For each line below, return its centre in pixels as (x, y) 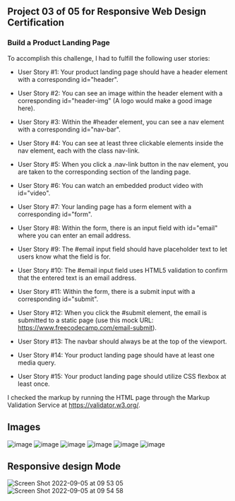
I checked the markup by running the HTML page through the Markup (109, 397)
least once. (34, 384)
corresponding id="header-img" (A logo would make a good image (115, 100)
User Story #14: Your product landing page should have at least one (116, 355)
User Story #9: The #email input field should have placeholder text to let (122, 249)
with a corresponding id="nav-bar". (69, 129)
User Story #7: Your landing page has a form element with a (104, 206)
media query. (37, 363)
